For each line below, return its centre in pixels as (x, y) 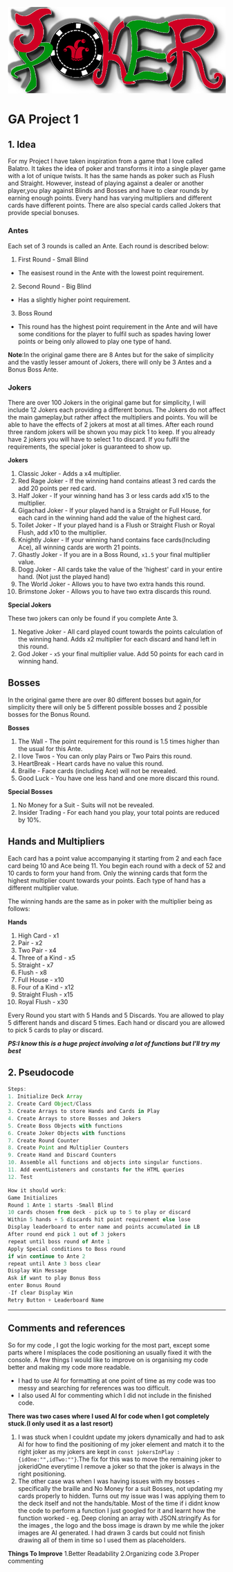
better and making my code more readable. (69, 1367)
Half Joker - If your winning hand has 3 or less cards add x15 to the (114, 495)
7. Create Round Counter (44, 1141)
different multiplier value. (43, 888)
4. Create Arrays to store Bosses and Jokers (74, 1118)
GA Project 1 (43, 119)
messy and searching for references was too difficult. (94, 1388)
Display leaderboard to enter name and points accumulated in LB (104, 1227)
